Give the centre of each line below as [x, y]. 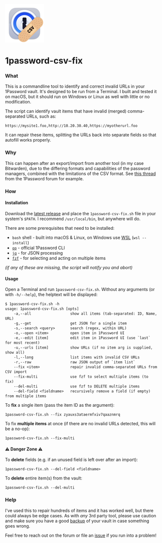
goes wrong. [18, 526]
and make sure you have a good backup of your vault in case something [77, 521]
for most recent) [23, 343]
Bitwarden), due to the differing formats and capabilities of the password [78, 168]
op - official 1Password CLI [38, 248]
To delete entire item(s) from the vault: [44, 478]
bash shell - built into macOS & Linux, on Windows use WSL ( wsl [76, 237]
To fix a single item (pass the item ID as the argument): [60, 405]
